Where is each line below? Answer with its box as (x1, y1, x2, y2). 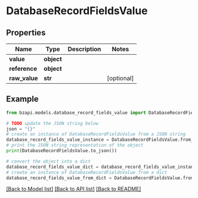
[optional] (107, 74, 134, 82)
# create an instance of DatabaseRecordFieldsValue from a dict (6, 169, 167, 175)
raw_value (9, 74, 38, 82)
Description (67, 45, 101, 53)
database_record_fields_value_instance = (6, 137, 110, 143)
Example (6, 94, 39, 104)
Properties (6, 28, 46, 38)
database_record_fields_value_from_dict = (6, 175, 112, 181)
